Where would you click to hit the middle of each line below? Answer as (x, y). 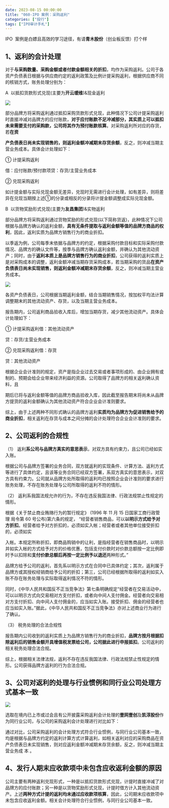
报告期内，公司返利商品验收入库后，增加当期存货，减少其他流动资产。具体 (82, 312)
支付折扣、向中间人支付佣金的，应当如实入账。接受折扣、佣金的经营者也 (89, 602)
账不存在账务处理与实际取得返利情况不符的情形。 (56, 578)
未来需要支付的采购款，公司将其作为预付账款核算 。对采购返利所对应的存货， (84, 126)
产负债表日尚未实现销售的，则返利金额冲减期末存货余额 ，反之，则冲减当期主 (84, 143)
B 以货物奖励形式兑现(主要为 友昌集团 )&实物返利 (55, 209)
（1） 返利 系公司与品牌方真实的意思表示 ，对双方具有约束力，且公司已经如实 (84, 449)
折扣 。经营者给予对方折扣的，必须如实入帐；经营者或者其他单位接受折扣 (84, 525)
